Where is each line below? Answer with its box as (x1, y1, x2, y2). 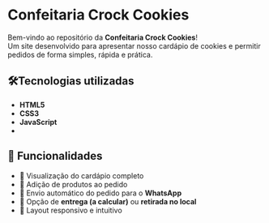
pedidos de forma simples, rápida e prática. (7, 49, 153, 59)
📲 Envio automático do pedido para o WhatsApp (19, 188, 182, 198)
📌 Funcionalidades (7, 149, 103, 163)
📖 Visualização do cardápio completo (19, 170, 144, 180)
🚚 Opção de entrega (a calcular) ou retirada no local (19, 196, 197, 206)
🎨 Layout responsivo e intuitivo (19, 205, 122, 215)
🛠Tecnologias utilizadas (7, 75, 134, 88)
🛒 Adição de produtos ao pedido (19, 179, 128, 189)
